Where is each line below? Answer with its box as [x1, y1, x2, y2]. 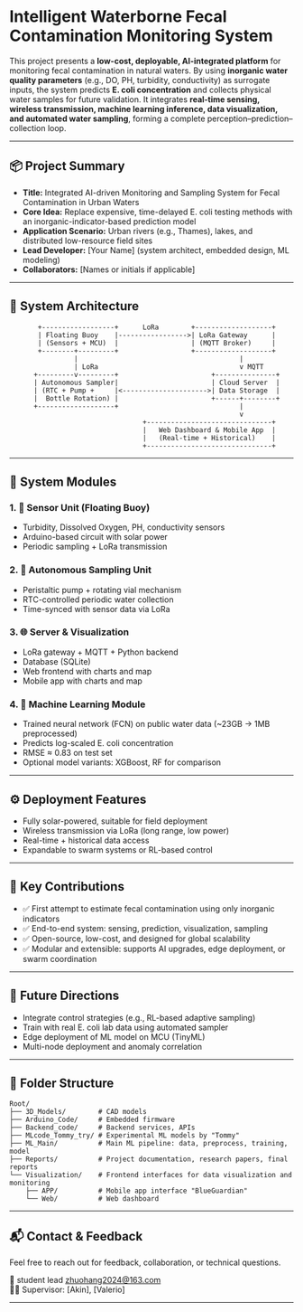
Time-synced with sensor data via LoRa [22, 603, 170, 614]
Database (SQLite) [22, 656, 92, 666]
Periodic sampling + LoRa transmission [22, 541, 168, 552]
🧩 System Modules [9, 474, 117, 489]
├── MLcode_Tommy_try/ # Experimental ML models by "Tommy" [9, 1131, 241, 1140]
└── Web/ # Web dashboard [25, 1194, 160, 1203]
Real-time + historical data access [22, 835, 150, 845]
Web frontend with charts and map [22, 665, 152, 676]
